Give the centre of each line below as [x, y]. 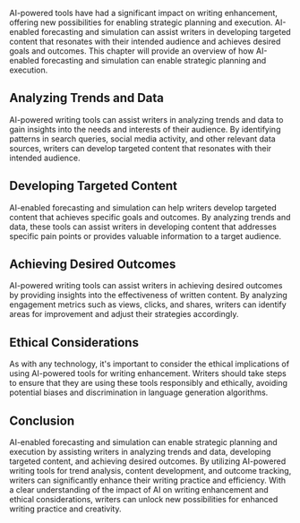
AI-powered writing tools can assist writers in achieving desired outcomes [146, 286]
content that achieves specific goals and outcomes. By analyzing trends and [150, 217]
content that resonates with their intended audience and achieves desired [145, 41]
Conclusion [42, 420]
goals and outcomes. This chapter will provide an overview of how [132, 51]
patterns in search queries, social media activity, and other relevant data [142, 139]
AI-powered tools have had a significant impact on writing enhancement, [143, 13]
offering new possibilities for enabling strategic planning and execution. [141, 22]
